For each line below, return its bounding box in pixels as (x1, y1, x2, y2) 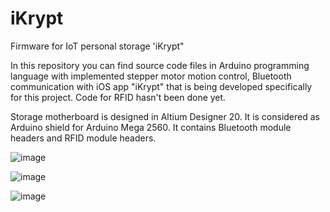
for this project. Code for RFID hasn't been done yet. (10, 91, 227, 103)
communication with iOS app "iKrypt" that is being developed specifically (10, 80, 313, 92)
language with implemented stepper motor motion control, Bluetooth (10, 70, 292, 82)
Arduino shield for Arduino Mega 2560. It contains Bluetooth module (10, 121, 292, 133)
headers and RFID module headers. (10, 132, 157, 144)
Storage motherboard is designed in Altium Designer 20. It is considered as (10, 110, 320, 122)
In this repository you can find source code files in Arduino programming (10, 59, 310, 71)
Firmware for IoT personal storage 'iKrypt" (10, 40, 185, 52)
